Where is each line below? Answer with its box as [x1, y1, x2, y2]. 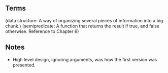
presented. [12, 62, 36, 68]
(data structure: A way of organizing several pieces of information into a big [5, 17, 163, 23]
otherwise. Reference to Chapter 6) [5, 28, 79, 34]
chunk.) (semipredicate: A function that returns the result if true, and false [5, 23, 160, 29]
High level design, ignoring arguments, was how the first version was [12, 56, 157, 62]
